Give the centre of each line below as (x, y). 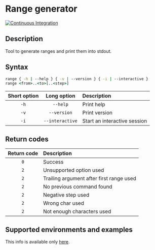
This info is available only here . (37, 241)
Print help (94, 105)
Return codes (27, 139)
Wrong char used (64, 203)
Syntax (17, 67)
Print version (98, 113)
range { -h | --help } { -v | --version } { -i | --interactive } (77, 79)
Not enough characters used (77, 211)
